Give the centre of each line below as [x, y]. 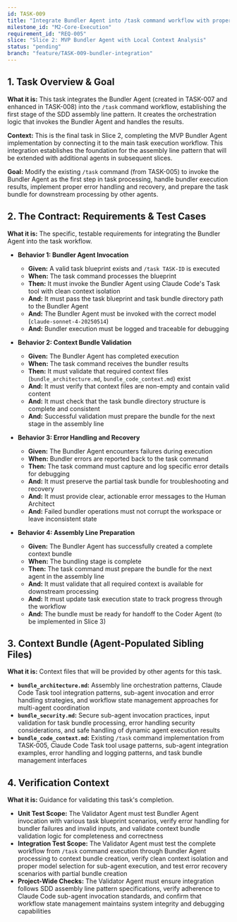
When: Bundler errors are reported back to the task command [119, 459]
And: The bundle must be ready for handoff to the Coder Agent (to [125, 613]
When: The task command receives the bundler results [108, 363]
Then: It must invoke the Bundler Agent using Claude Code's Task [124, 283]
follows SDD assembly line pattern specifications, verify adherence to [119, 889]
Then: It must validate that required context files [98, 371]
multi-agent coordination [54, 708]
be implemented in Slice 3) [67, 621]
